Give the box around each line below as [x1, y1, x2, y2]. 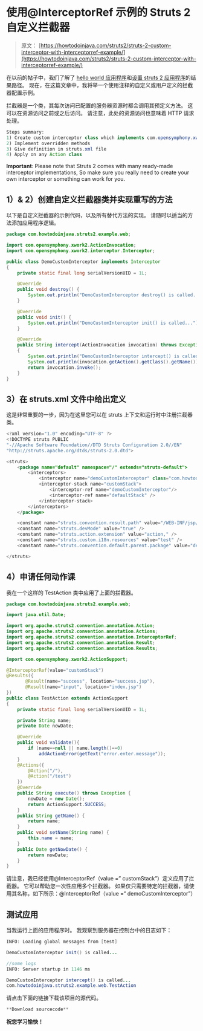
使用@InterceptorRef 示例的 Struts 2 [6, 5, 191, 19]
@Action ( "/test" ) [28, 773, 71, 779]
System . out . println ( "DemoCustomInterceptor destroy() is [28, 292, 174, 298]
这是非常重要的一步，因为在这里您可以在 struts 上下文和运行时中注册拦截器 [6, 411, 193, 418]
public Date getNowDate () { [17, 846, 88, 853]
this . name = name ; [28, 835, 74, 841]
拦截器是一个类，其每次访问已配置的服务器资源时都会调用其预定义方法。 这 [6, 102, 193, 109]
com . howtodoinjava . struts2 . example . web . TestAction [6, 983, 137, 989]
